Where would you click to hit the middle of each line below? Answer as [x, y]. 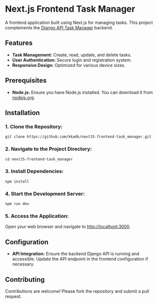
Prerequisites [26, 81]
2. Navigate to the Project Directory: [49, 149]
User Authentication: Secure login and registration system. [72, 60]
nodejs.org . [24, 97]
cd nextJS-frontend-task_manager [39, 159]
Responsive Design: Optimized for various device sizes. [69, 65]
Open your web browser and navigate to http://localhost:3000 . [68, 227]
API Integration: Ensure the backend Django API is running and [76, 254]
